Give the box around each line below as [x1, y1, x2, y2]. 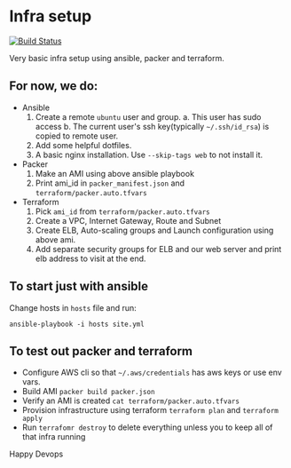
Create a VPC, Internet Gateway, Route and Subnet [35, 215, 222, 226]
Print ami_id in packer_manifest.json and [35, 178, 185, 188]
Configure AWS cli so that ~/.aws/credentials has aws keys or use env [21, 367, 282, 378]
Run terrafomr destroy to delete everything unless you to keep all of [21, 422, 273, 432]
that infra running [21, 432, 86, 442]
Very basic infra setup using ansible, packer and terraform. [9, 52, 224, 63]
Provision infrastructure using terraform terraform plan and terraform [21, 405, 279, 416]
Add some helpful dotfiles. [35, 139, 132, 150]
